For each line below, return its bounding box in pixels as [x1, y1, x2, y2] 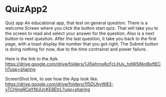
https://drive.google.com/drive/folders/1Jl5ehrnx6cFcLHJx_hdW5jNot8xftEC [5, 61, 161, 67]
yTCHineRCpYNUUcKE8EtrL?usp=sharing [5, 86, 90, 92]
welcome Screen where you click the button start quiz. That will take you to [5, 25, 159, 31]
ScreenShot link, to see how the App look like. [5, 76, 99, 82]
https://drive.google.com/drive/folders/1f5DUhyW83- [5, 81, 114, 87]
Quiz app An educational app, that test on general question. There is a [5, 20, 148, 26]
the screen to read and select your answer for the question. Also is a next [5, 30, 155, 36]
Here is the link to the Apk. [5, 55, 59, 61]
